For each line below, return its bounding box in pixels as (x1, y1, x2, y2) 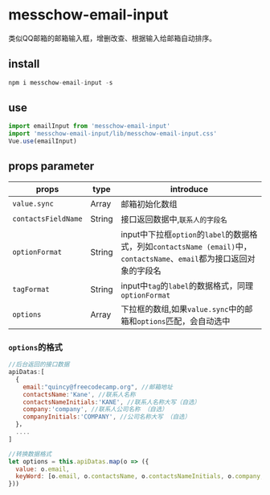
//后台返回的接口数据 (8, 360, 70, 368)
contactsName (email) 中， (152, 240, 252, 252)
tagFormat (12, 285, 50, 293)
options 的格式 (8, 341, 63, 352)
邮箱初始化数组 (120, 198, 178, 210)
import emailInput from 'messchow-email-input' (8, 123, 171, 131)
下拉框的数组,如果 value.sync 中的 (120, 303, 245, 314)
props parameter (8, 160, 95, 173)
